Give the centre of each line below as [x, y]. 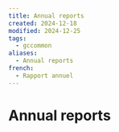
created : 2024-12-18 [43, 23]
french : [21, 68]
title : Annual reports [46, 16]
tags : [17, 38]
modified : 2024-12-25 [45, 31]
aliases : [23, 53]
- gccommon [34, 46]
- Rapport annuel [45, 76]
